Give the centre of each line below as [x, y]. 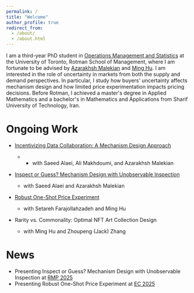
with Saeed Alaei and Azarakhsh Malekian [74, 186]
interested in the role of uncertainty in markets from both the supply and [93, 74]
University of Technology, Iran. [43, 105]
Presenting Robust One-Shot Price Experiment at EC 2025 [85, 284]
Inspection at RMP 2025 [44, 277]
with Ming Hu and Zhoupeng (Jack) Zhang [74, 231]
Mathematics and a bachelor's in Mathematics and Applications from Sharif [97, 99]
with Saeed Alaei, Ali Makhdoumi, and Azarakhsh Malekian [103, 163]
